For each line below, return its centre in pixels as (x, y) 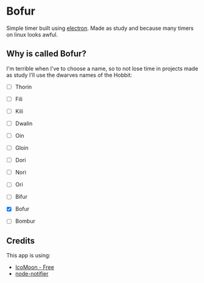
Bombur (25, 221)
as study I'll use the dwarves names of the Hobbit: (69, 75)
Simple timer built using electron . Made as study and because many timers (100, 28)
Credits (21, 241)
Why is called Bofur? (46, 54)
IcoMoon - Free (35, 267)
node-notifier (32, 274)
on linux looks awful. (32, 34)
